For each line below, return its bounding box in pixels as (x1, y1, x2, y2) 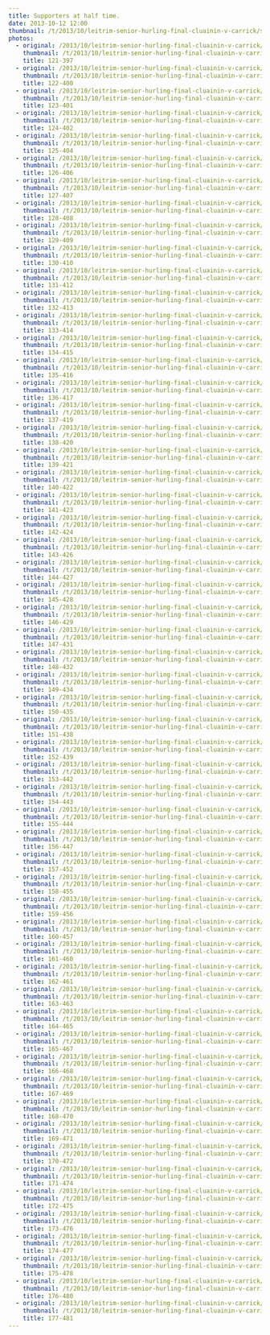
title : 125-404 (22, 147, 74, 155)
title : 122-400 (22, 79, 74, 87)
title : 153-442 (22, 775, 74, 783)
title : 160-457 (22, 932, 74, 940)
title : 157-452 (22, 865, 74, 874)
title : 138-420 (22, 438, 74, 447)
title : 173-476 (22, 1225, 74, 1233)
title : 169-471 (22, 1135, 74, 1143)
